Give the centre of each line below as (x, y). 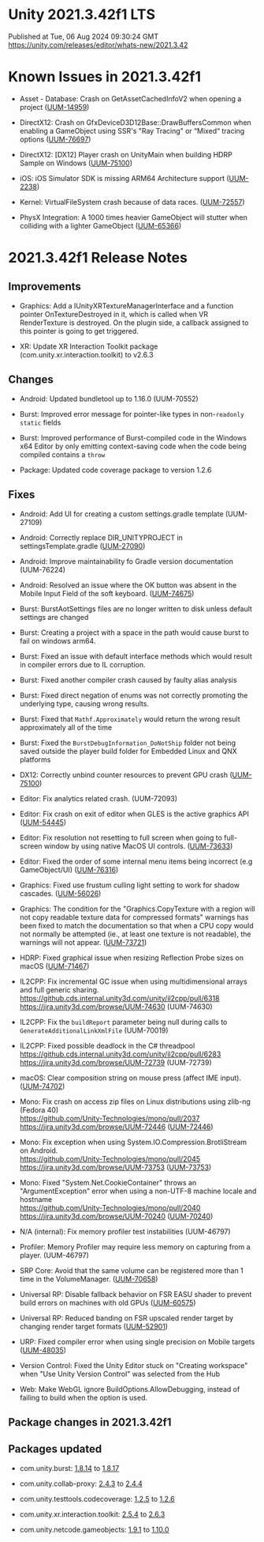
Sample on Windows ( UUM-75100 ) (76, 163)
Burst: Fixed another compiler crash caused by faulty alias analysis (128, 680)
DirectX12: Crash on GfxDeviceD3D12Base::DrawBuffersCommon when (136, 122)
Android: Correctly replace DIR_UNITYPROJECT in (101, 537)
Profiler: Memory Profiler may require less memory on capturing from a (135, 1246)
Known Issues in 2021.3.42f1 (105, 77)
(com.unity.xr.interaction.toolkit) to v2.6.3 (86, 354)
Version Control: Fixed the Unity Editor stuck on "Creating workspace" (134, 1365)
